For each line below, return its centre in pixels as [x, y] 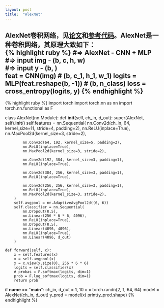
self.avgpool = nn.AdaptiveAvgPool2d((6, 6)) [61, 203]
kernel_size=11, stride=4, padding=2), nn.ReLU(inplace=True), [68, 128]
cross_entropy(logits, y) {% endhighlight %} [74, 91]
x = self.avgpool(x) [35, 259]
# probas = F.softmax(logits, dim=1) [53, 272]
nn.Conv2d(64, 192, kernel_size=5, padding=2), [72, 143]
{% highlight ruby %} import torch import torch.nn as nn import [69, 103]
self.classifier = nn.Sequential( [49, 207]
